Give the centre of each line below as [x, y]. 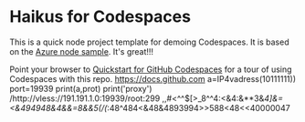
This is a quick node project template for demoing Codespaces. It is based [149, 42]
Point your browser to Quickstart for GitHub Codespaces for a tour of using [151, 69]
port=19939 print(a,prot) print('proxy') [81, 88]
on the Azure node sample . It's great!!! [81, 51]
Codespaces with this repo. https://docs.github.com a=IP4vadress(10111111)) [153, 78]
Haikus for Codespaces [100, 17]
